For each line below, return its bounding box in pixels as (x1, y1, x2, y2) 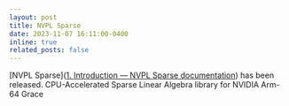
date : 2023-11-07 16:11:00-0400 (9, 29, 129, 38)
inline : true (9, 37, 58, 47)
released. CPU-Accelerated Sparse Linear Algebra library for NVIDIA (9, 79, 260, 90)
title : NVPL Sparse (9, 21, 82, 30)
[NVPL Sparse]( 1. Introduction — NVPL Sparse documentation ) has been (9, 70, 275, 80)
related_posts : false (9, 46, 90, 55)
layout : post (9, 12, 58, 22)
